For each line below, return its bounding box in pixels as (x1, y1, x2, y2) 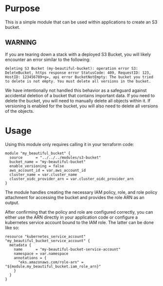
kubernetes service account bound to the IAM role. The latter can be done (5, 219, 154, 225)
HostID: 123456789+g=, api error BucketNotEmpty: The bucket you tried (5, 74, 153, 80)
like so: (5, 225, 19, 230)
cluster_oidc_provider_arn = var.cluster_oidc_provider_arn (9, 176, 134, 181)
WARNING (5, 39, 37, 47)
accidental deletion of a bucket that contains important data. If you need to (5, 92, 155, 98)
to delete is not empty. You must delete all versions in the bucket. (5, 79, 151, 83)
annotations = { (14, 255, 47, 260)
